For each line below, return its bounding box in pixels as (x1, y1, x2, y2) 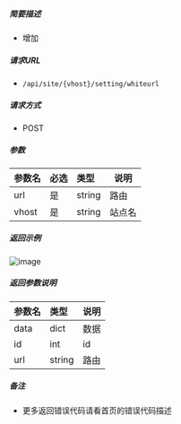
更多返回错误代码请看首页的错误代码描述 (22, 404, 172, 416)
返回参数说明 (9, 278, 56, 289)
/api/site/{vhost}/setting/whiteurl (22, 79, 159, 89)
